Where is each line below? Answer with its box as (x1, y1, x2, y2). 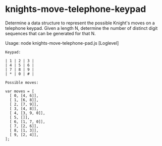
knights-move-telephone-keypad (5, 3, 146, 15)
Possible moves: (5, 80, 39, 85)
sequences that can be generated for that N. (5, 30, 96, 36)
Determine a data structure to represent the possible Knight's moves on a (5, 20, 155, 26)
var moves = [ (5, 88, 35, 94)
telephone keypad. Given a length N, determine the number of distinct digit (5, 25, 158, 31)
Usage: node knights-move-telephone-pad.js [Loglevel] (5, 40, 119, 46)
